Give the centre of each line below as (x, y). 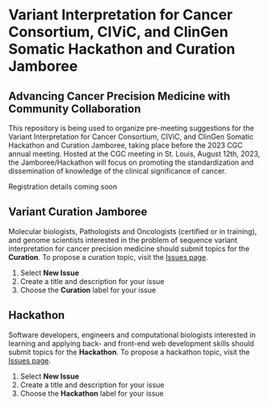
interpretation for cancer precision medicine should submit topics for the (129, 249)
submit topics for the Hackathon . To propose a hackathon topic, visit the (129, 352)
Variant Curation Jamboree (78, 212)
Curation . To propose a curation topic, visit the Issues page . (108, 257)
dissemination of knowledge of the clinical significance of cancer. (117, 171)
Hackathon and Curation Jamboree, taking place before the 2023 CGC (126, 145)
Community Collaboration (75, 109)
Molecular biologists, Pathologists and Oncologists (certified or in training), (133, 231)
